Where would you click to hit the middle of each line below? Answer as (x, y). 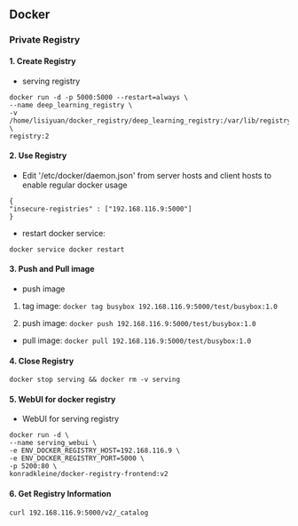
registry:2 (29, 136)
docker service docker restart (67, 249)
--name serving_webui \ (53, 443)
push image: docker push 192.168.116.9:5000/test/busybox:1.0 (139, 323)
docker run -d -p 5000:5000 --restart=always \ (99, 97)
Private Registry (45, 40)
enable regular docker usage (74, 185)
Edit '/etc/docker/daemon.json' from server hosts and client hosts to (147, 175)
